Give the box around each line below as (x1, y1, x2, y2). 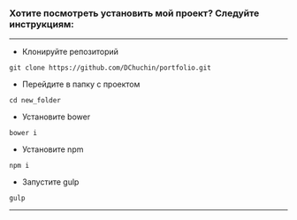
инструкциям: (9, 18, 74, 30)
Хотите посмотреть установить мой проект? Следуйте (9, 7, 260, 19)
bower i (9, 129, 38, 138)
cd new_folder (9, 96, 62, 105)
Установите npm (21, 144, 84, 155)
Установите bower (21, 111, 91, 122)
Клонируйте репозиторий (21, 47, 119, 57)
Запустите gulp (21, 177, 80, 187)
